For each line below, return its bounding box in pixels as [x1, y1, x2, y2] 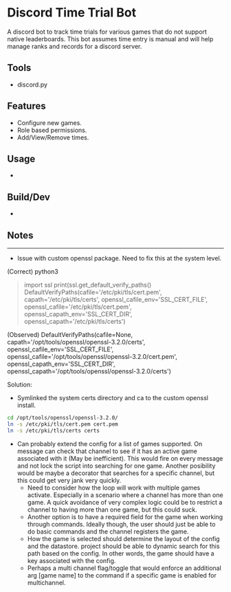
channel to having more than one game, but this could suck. [27, 505, 197, 514]
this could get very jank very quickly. [16, 476, 122, 484]
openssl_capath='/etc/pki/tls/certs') [23, 318, 126, 325]
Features [7, 100, 46, 112]
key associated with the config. [27, 556, 116, 564]
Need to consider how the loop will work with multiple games [27, 483, 201, 492]
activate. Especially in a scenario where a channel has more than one [27, 490, 223, 499]
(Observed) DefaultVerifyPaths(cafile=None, [7, 331, 133, 338]
